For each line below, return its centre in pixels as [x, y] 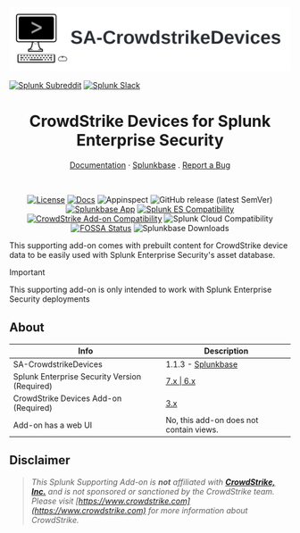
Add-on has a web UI [53, 425]
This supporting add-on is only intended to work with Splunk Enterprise [141, 290]
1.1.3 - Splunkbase [202, 364]
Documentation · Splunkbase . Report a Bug [150, 165]
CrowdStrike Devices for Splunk [150, 121]
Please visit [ [54, 501]
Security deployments [50, 299]
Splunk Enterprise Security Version [77, 376]
